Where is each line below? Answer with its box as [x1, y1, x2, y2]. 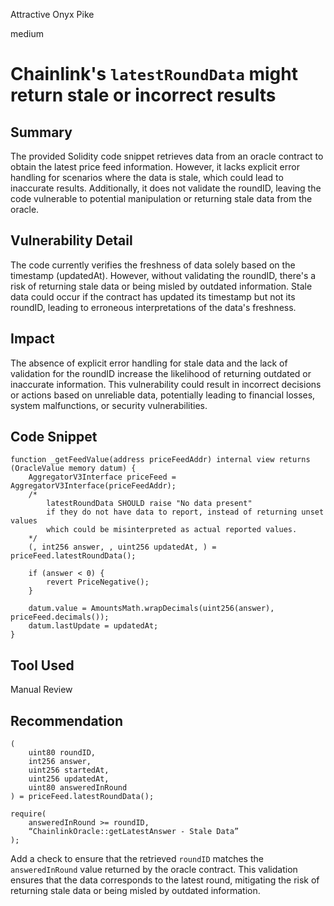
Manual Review [10, 684, 73, 696]
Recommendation [10, 712, 123, 729]
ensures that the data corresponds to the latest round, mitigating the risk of [10, 874, 320, 886]
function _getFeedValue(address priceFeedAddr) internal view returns [10, 455, 311, 465]
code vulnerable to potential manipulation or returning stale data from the [10, 193, 313, 204]
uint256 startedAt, [28, 765, 110, 776]
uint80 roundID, [28, 748, 97, 758]
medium [10, 28, 44, 39]
